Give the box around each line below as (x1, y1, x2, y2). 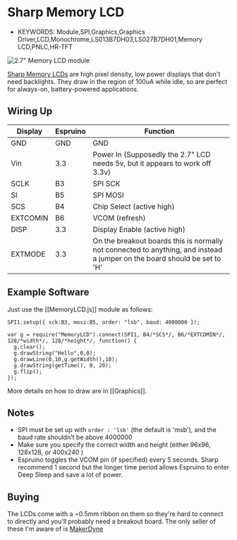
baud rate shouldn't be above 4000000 (17, 433, 133, 441)
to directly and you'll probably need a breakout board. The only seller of (7, 517, 217, 526)
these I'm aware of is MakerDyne (7, 524, 104, 533)
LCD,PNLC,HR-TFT (17, 42, 73, 51)
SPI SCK (92, 178, 121, 188)
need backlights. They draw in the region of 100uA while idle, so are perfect (7, 77, 228, 85)
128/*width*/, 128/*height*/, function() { (7, 337, 138, 344)
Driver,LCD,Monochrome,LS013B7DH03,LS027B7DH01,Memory (17, 35, 203, 43)
